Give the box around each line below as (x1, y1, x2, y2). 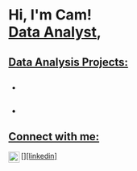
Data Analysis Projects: (8, 55, 129, 69)
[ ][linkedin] (21, 152, 58, 161)
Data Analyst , (8, 23, 102, 41)
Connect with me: (8, 130, 100, 143)
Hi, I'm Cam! (8, 6, 93, 24)
